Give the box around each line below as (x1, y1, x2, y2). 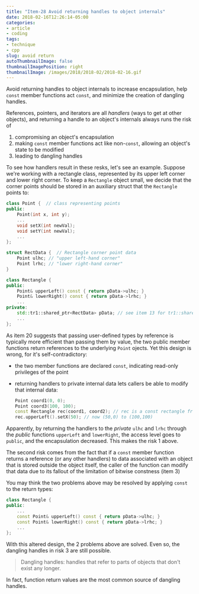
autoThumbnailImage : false (6, 58, 73, 64)
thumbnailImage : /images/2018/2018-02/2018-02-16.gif (6, 69, 142, 75)
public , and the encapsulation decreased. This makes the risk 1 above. (6, 438, 179, 445)
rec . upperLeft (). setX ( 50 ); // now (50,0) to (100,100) (14, 414, 153, 420)
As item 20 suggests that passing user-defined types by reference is (6, 332, 174, 339)
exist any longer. (20, 565, 61, 572)
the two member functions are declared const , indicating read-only (14, 362, 179, 369)
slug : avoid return (6, 53, 54, 59)
